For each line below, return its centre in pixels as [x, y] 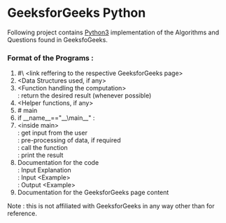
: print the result [40, 155]
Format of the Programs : [51, 58]
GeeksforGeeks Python [77, 13]
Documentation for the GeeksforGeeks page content [93, 192]
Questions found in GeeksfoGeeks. [58, 39]
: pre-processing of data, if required [69, 140]
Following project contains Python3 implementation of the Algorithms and [113, 32]
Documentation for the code [58, 163]
